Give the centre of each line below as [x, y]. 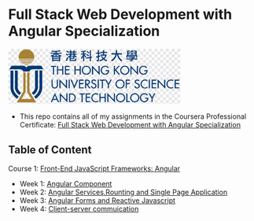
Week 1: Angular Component [66, 184]
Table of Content [50, 150]
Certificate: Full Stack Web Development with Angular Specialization [130, 125]
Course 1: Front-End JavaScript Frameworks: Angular [94, 169]
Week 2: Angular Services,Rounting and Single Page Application [123, 192]
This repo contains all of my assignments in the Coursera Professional [133, 116]
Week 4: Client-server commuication [79, 209]
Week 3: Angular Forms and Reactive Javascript [97, 201]
